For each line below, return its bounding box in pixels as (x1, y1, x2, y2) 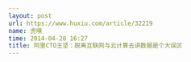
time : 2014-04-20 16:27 (8, 34, 89, 43)
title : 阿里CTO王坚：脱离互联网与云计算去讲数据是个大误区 (8, 42, 183, 50)
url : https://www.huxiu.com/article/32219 (8, 19, 153, 27)
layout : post (8, 11, 52, 20)
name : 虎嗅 (8, 27, 43, 35)
